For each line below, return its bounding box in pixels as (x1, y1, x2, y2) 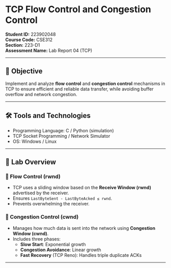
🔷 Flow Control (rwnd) (5, 173, 61, 180)
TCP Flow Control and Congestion (5, 4, 151, 15)
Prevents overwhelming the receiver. (12, 201, 90, 207)
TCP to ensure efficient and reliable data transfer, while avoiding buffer (5, 85, 154, 92)
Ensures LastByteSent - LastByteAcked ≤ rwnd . (12, 195, 112, 201)
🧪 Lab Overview (5, 158, 56, 166)
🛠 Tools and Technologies (5, 111, 91, 120)
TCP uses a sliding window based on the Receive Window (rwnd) (12, 185, 152, 191)
